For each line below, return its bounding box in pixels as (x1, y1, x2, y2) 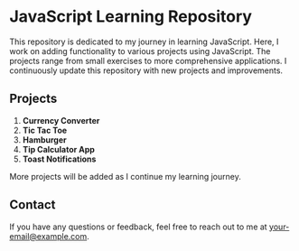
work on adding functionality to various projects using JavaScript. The (9, 45, 271, 56)
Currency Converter (22, 115, 100, 125)
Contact (9, 197, 56, 213)
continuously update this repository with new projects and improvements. (9, 65, 283, 76)
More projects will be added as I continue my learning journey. (9, 171, 241, 181)
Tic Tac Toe (22, 125, 68, 135)
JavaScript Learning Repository (9, 6, 253, 27)
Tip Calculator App (22, 144, 95, 154)
